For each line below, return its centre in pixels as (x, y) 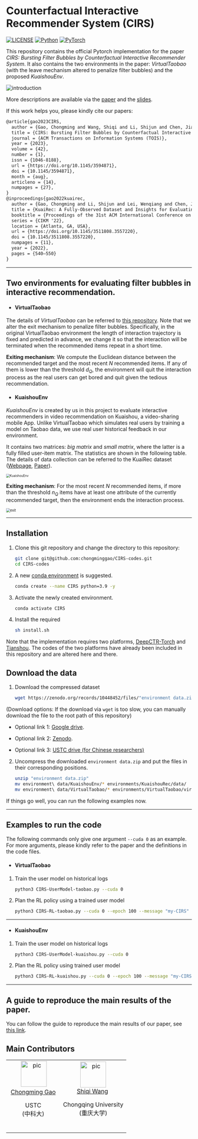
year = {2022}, (30, 248)
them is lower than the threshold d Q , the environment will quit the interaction (99, 371)
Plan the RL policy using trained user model (67, 966)
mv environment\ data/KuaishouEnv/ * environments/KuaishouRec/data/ (100, 784)
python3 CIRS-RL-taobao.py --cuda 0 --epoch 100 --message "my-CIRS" (102, 911)
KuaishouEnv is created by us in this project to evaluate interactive (87, 410)
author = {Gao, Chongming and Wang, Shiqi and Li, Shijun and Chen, (97, 127)
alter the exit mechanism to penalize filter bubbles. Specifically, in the (90, 327)
